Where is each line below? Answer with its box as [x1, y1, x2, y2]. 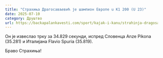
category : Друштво [5, 16, 42, 21]
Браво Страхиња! [5, 48, 42, 54]
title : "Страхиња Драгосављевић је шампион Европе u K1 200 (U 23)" [5, 7, 147, 12]
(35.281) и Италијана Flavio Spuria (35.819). [5, 39, 93, 45]
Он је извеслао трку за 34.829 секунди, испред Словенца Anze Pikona [5, 34, 151, 39]
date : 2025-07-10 [5, 12, 40, 16]
